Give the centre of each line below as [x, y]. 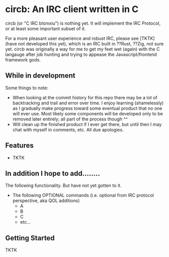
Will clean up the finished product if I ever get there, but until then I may [87, 124]
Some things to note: [27, 88]
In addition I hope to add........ [53, 173]
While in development [40, 76]
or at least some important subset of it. [45, 28]
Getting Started [30, 238]
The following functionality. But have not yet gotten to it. [64, 185]
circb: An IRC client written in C [72, 9]
